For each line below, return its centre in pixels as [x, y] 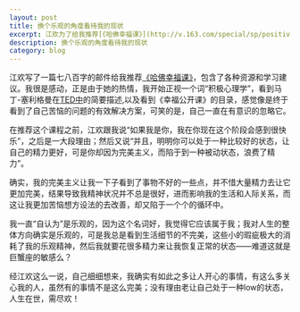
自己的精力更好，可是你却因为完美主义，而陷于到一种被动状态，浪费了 [138, 152]
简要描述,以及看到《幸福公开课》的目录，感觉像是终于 [190, 100]
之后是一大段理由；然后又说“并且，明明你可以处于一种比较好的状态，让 [159, 141]
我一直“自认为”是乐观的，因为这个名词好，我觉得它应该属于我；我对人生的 [146, 223]
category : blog [37, 51]
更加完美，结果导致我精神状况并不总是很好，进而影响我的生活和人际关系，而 [150, 194]
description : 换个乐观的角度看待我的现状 [79, 42]
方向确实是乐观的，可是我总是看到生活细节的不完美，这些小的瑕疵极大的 [150, 235]
